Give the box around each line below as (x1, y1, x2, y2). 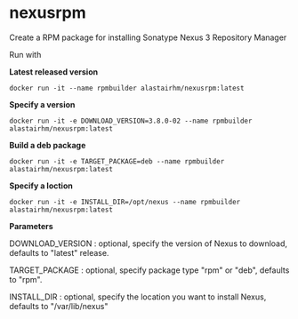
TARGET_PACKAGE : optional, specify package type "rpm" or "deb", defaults (9, 265, 290, 275)
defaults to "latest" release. (9, 247, 109, 258)
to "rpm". (9, 274, 43, 284)
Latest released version (9, 66, 99, 77)
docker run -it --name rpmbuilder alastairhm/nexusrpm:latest (9, 84, 245, 92)
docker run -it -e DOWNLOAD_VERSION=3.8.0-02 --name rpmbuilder (9, 116, 253, 125)
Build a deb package (9, 140, 86, 150)
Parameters (9, 220, 53, 231)
